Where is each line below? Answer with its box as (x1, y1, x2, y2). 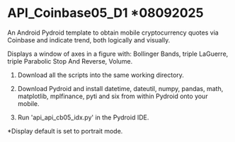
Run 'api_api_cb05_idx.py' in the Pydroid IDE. (17, 113, 149, 122)
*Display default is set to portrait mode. (7, 126, 123, 135)
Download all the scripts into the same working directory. (17, 71, 184, 79)
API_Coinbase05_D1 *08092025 (7, 5, 204, 21)
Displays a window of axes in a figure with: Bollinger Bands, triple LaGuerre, (7, 49, 229, 58)
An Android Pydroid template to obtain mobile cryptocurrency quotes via (7, 28, 219, 37)
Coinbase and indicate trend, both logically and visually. (7, 35, 171, 44)
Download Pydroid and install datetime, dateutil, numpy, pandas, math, (17, 84, 224, 93)
